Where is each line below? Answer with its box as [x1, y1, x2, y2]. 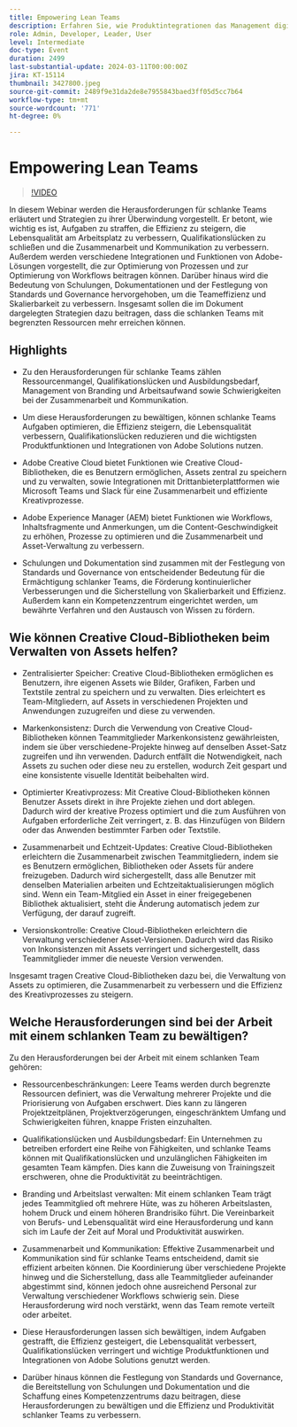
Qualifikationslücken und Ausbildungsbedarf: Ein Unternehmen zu [21, 1134, 263, 1144]
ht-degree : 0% [9, 112, 62, 121]
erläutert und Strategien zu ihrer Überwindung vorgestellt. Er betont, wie [9, 214, 273, 224]
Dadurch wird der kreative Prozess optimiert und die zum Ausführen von [21, 806, 286, 816]
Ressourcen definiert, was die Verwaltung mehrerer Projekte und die [21, 1088, 272, 1099]
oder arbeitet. [21, 1309, 72, 1320]
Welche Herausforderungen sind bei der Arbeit [9, 1015, 273, 1030]
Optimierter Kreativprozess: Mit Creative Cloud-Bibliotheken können [21, 786, 270, 798]
